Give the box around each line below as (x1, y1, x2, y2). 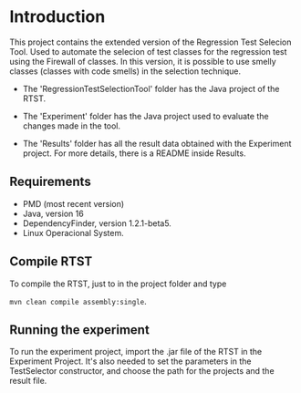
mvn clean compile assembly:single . (9, 295, 148, 306)
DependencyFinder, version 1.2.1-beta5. (22, 217, 171, 229)
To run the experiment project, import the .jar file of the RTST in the (9, 346, 263, 357)
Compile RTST (9, 253, 93, 270)
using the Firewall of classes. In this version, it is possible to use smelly (9, 56, 276, 67)
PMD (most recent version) (22, 198, 125, 209)
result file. (9, 376, 47, 387)
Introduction (9, 6, 106, 27)
